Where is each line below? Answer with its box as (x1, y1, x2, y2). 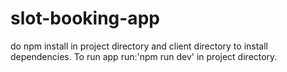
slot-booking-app (10, 7, 160, 30)
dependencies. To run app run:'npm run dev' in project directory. (10, 50, 278, 62)
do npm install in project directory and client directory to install (10, 40, 268, 52)
